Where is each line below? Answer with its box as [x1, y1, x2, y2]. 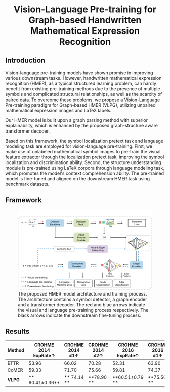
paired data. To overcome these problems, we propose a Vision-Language [5, 96, 160, 103]
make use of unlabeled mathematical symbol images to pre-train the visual [5, 149, 161, 154]
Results [5, 327, 30, 336]
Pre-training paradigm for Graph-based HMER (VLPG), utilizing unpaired [5, 102, 156, 108]
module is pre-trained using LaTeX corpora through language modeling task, [5, 165, 164, 171]
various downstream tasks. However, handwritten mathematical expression [5, 75, 162, 81]
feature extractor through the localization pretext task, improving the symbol [5, 154, 164, 160]
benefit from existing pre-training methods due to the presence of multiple [5, 86, 160, 92]
